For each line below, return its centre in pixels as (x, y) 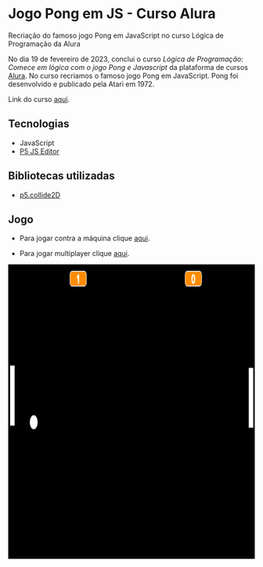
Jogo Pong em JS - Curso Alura (112, 14)
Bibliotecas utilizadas (61, 176)
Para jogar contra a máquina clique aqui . (85, 238)
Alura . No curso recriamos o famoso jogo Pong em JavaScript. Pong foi (123, 75)
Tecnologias (39, 124)
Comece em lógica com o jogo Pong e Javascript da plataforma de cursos (128, 67)
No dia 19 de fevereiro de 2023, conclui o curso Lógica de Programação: (126, 59)
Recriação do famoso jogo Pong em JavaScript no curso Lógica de (116, 35)
